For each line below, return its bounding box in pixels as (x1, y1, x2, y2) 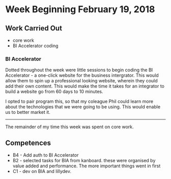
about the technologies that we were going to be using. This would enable (5, 104, 161, 110)
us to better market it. (5, 109, 51, 115)
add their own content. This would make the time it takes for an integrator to (5, 83, 164, 89)
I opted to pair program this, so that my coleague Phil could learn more (5, 98, 154, 105)
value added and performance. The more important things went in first (12, 163, 161, 169)
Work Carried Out (5, 24, 63, 33)
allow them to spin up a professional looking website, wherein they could (5, 78, 158, 84)
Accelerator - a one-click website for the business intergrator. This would (5, 72, 159, 78)
